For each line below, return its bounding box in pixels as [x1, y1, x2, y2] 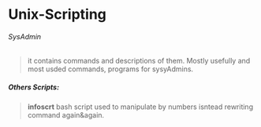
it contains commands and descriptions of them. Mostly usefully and [27, 56, 251, 66]
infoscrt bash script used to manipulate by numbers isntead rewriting [27, 102, 254, 111]
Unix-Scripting [8, 5, 106, 24]
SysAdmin [8, 31, 42, 41]
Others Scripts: [8, 82, 60, 92]
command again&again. [27, 111, 105, 120]
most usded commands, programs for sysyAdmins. [27, 64, 194, 74]
